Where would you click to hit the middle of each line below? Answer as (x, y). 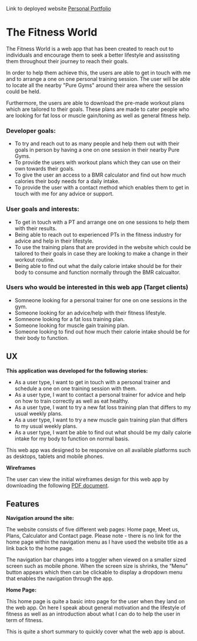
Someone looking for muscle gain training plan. (72, 325)
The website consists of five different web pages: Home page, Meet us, (93, 529)
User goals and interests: (43, 209)
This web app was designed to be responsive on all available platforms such (98, 450)
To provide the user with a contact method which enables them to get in (102, 188)
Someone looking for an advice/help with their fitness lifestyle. (90, 313)
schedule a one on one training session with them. (76, 388)
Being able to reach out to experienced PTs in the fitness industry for (98, 234)
